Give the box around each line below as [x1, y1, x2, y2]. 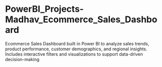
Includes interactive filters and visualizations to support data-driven [5, 51, 143, 57]
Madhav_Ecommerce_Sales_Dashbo [5, 14, 158, 25]
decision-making [5, 56, 40, 62]
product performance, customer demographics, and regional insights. [5, 46, 148, 52]
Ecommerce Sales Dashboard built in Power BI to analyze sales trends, [5, 40, 150, 46]
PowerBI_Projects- [5, 3, 84, 15]
